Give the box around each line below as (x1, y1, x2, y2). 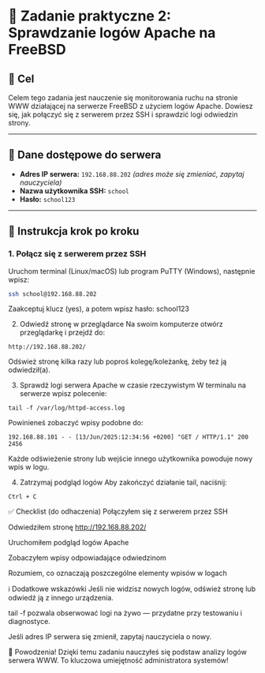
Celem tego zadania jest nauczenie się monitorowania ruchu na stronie (8, 93, 238, 102)
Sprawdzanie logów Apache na (8, 24, 216, 42)
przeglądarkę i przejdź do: (19, 327, 106, 338)
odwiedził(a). (8, 365, 51, 375)
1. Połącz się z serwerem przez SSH (8, 249, 147, 260)
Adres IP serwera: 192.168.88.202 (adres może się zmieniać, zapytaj (19, 169, 244, 178)
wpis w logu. (8, 462, 50, 472)
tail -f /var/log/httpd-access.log (8, 404, 125, 413)
